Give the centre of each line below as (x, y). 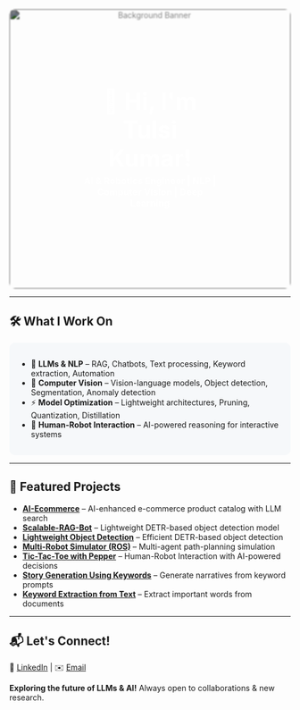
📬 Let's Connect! (60, 642)
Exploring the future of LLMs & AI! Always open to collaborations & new (142, 689)
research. (27, 697)
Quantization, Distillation (75, 415)
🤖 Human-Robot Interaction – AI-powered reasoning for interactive (155, 425)
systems (46, 434)
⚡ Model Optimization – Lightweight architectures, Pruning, (140, 402)
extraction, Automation (73, 373)
